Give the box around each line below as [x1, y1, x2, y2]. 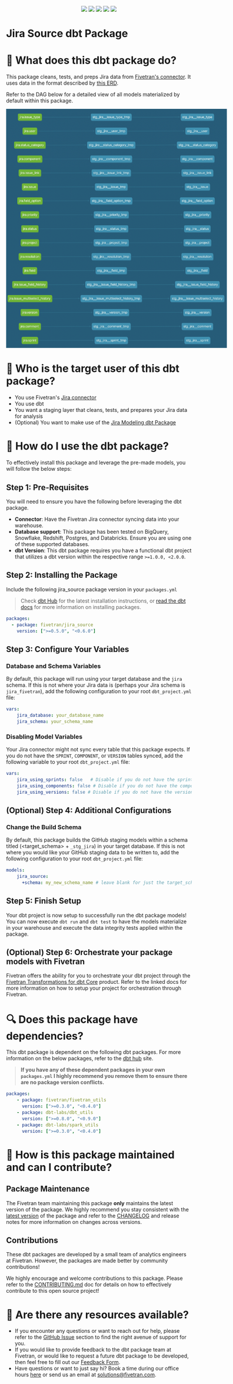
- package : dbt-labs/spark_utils [16, 1122, 99, 1128]
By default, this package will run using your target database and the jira [6, 676, 182, 683]
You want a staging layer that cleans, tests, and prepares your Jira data [14, 407, 188, 414]
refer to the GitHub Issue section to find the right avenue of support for [14, 1333, 187, 1341]
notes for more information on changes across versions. [6, 1218, 142, 1225]
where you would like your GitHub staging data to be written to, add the [6, 849, 179, 856]
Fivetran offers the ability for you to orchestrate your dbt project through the [6, 972, 191, 979]
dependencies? [6, 1029, 84, 1043]
